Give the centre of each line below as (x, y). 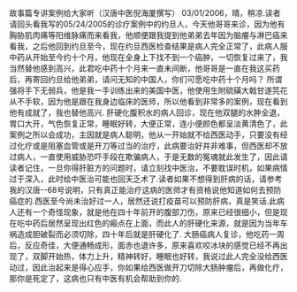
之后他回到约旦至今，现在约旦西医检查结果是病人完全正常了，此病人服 (160, 46)
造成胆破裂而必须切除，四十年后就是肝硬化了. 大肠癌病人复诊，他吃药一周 (150, 234)
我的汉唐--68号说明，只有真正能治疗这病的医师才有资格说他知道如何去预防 (145, 190)
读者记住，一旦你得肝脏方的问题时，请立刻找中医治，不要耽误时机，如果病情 (148, 168)
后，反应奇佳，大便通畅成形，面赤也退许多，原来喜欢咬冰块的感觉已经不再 (145, 245)
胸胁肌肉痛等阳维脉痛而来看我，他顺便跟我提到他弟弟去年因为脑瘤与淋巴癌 (145, 35)
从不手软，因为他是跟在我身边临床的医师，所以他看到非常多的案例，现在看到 (148, 101)
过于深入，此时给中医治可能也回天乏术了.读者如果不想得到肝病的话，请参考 (146, 179)
